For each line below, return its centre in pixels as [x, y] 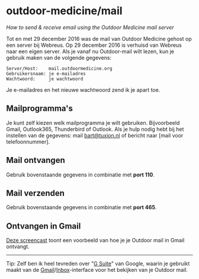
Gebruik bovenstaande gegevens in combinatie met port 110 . [81, 174]
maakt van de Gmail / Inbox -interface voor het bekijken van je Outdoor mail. [97, 270]
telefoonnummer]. [28, 142]
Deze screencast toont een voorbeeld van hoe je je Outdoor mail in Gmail [95, 240]
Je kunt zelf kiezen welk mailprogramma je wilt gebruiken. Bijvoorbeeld [93, 123]
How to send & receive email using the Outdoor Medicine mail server [90, 27]
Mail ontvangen [36, 160]
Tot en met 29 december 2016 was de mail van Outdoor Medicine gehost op [99, 39]
